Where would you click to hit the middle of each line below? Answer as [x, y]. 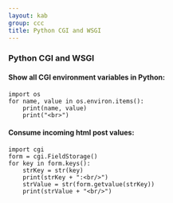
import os [25, 94]
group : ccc [26, 23]
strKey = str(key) [53, 170]
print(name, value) [55, 108]
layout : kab [28, 16]
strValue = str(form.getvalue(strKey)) [89, 184]
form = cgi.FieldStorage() [53, 156]
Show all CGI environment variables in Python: [87, 77]
